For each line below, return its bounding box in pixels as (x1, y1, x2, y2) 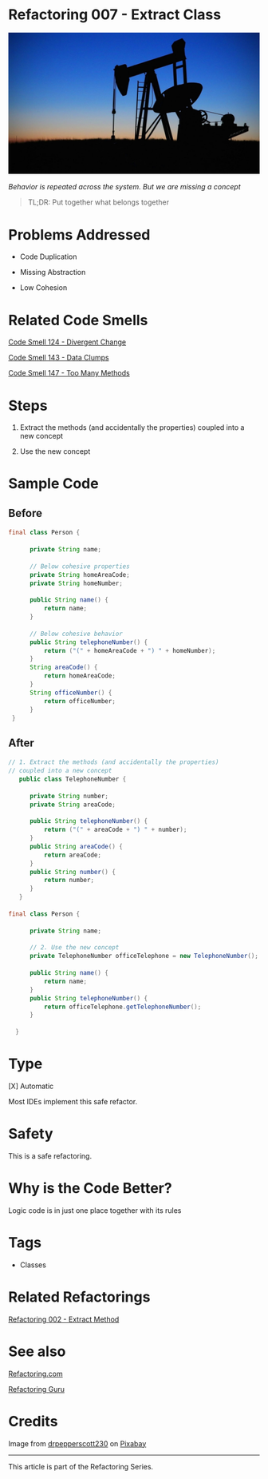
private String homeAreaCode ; (29, 571, 130, 578)
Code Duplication (19, 252, 77, 261)
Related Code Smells (8, 311, 148, 329)
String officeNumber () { (29, 689, 112, 697)
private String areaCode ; (29, 801, 116, 809)
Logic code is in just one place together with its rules (8, 1205, 182, 1215)
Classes (19, 1260, 46, 1270)
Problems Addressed (8, 225, 151, 244)
